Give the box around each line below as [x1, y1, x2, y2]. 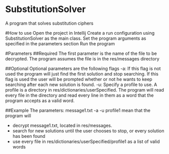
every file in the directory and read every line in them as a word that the [5, 92, 154, 98]
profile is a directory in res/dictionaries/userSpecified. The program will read [5, 87, 164, 93]
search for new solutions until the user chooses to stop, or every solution [12, 127, 164, 134]
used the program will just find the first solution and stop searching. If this [5, 70, 159, 76]
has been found [12, 133, 45, 139]
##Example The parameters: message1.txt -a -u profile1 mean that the [5, 107, 150, 113]
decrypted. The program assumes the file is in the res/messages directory [5, 55, 160, 61]
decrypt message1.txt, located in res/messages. [12, 122, 112, 128]
